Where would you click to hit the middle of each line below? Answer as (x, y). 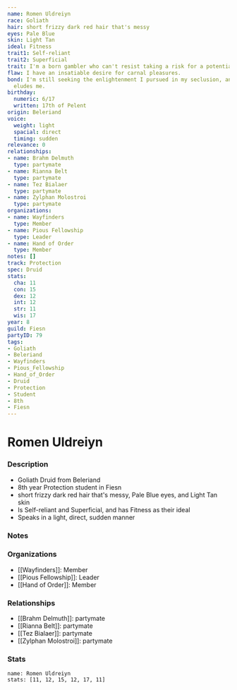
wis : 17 (25, 316)
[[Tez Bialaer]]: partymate (55, 634)
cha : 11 (25, 283)
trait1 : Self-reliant (39, 54)
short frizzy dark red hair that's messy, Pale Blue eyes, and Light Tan (117, 495)
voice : (17, 119)
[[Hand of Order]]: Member (57, 585)
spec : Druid (25, 270)
